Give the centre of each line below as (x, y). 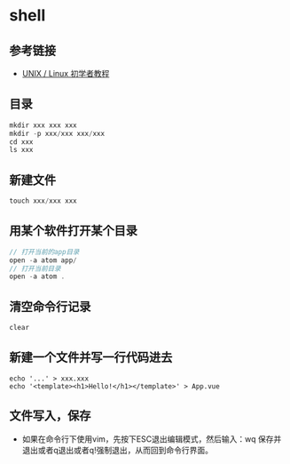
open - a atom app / (43, 260)
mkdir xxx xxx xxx (43, 125)
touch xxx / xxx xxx (43, 201)
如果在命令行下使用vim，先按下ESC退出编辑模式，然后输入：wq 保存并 (152, 439)
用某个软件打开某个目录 (73, 231)
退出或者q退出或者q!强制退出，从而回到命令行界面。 (117, 450)
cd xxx (21, 142)
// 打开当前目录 (35, 268)
